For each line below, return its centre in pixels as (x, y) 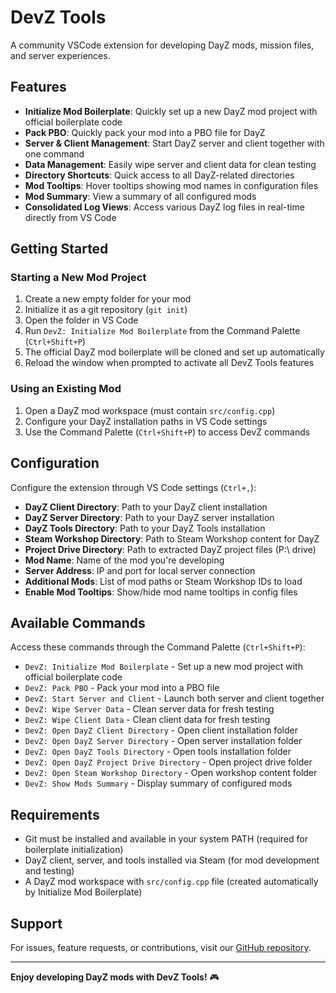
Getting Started (59, 249)
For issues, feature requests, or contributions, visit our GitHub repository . (161, 947)
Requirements (55, 814)
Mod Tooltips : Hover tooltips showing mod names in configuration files (171, 185)
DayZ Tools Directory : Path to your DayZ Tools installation (145, 528)
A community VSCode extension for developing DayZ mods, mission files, (162, 45)
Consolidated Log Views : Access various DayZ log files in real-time (164, 207)
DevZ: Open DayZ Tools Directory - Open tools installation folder (158, 752)
